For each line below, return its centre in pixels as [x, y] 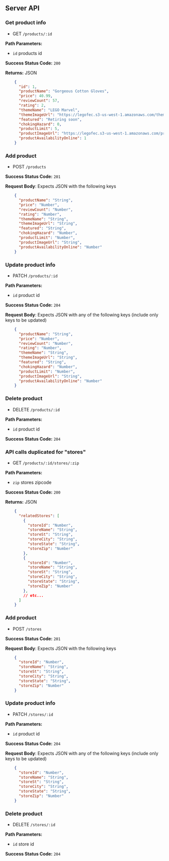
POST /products [29, 167]
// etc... [33, 595]
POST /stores [27, 629]
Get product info [26, 23]
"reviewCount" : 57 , [39, 101]
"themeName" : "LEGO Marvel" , [49, 110]
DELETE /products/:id [36, 409]
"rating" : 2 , [32, 105]
